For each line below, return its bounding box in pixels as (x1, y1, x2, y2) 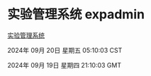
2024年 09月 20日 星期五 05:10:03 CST (7, 46, 123, 54)
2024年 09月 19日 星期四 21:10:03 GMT (7, 61, 122, 69)
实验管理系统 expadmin (7, 6, 145, 23)
